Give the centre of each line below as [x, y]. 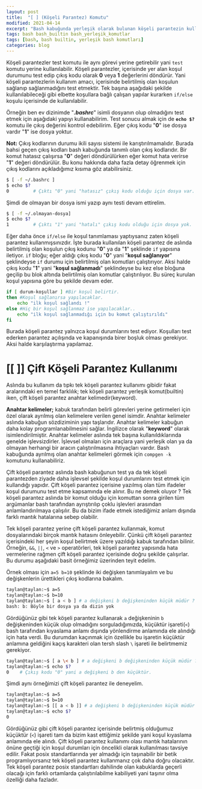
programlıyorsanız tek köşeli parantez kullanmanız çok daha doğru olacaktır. [100, 760]
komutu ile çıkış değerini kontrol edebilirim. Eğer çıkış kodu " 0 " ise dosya [96, 125]
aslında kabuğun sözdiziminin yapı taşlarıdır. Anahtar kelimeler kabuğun [95, 422]
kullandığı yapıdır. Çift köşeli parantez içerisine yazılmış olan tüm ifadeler [96, 485]
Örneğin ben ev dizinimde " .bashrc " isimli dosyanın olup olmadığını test [95, 112]
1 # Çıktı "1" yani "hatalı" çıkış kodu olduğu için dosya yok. [99, 225]
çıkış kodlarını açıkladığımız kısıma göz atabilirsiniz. [70, 168]
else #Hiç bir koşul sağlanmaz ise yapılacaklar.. [71, 309]
